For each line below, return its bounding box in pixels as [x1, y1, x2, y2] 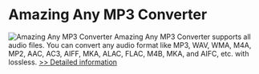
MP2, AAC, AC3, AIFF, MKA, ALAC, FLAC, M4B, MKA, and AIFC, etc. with [8, 49, 249, 58]
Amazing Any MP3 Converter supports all [114, 32, 251, 41]
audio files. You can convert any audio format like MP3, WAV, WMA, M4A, [8, 40, 252, 49]
